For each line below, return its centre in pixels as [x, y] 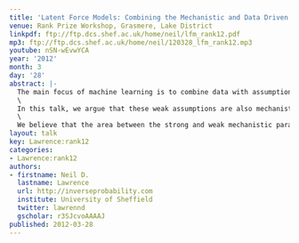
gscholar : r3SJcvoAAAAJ [61, 216]
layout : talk [33, 134]
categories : [31, 150]
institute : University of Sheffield [85, 200]
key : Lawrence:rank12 [49, 142]
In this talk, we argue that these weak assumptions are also [135, 109]
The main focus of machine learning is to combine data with [133, 92]
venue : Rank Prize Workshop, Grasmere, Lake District [111, 26]
